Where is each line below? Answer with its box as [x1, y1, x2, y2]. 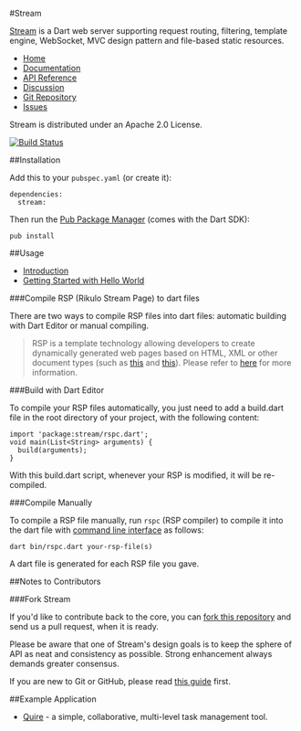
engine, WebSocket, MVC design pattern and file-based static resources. [9, 36, 285, 46]
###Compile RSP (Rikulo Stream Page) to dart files [9, 292, 201, 303]
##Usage [9, 248, 45, 259]
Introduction [22, 265, 69, 276]
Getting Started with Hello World [22, 275, 145, 286]
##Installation [9, 154, 61, 165]
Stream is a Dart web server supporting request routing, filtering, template [9, 26, 288, 36]
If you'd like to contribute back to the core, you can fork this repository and [9, 611, 292, 622]
